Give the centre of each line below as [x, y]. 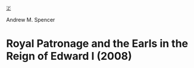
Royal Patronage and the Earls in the [97, 44]
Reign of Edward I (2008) [69, 56]
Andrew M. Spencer [31, 20]
